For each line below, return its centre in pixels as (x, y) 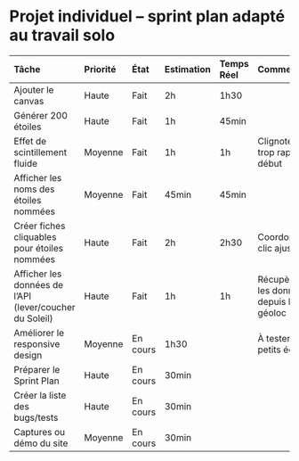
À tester (274, 338)
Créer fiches (40, 226)
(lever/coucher (44, 307)
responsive (37, 343)
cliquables (35, 236)
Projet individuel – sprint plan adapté (147, 16)
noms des (34, 189)
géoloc (272, 312)
